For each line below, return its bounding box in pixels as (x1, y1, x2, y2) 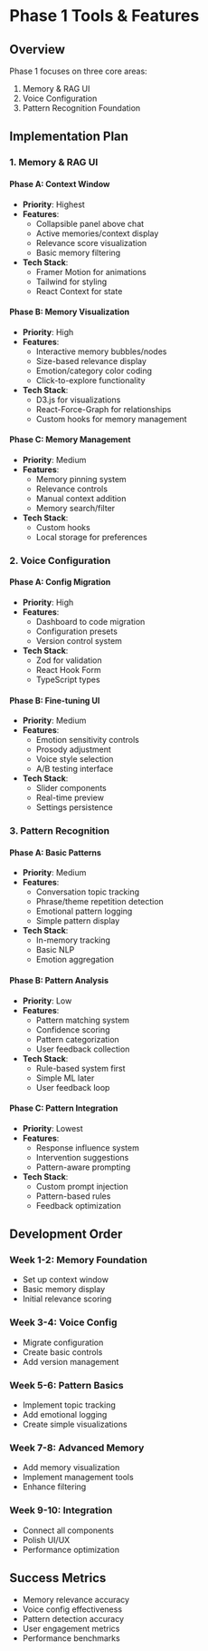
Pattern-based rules (35, 1191, 111, 1201)
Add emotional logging (22, 1409, 108, 1420)
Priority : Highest (22, 199, 86, 210)
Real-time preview (35, 792, 104, 804)
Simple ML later (35, 1073, 95, 1083)
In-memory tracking (35, 934, 111, 945)
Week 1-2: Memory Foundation (9, 1254, 147, 1267)
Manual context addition (35, 492, 127, 504)
